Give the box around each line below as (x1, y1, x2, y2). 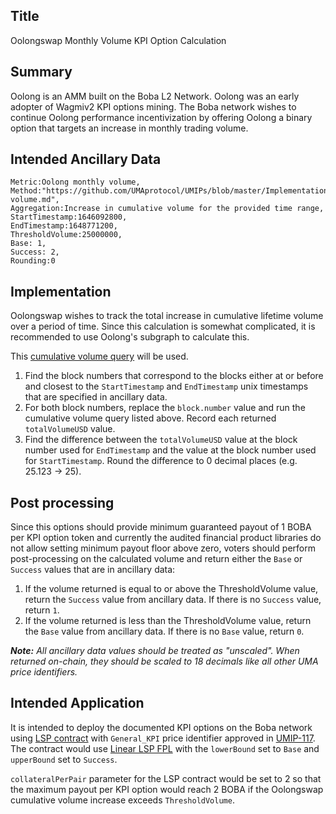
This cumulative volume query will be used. (10, 350, 189, 363)
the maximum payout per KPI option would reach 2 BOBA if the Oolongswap (10, 783, 324, 795)
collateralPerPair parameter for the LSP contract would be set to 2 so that (10, 772, 322, 784)
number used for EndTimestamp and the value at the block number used (24, 444, 317, 456)
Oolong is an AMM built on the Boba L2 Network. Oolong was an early (10, 90, 300, 102)
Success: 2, (10, 247, 60, 258)
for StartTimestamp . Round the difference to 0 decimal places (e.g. (24, 455, 298, 467)
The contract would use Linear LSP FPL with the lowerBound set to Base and (10, 742, 320, 754)
